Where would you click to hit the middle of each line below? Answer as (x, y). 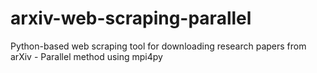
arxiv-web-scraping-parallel (131, 18)
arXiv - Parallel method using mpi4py (86, 56)
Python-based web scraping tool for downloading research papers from (158, 46)
